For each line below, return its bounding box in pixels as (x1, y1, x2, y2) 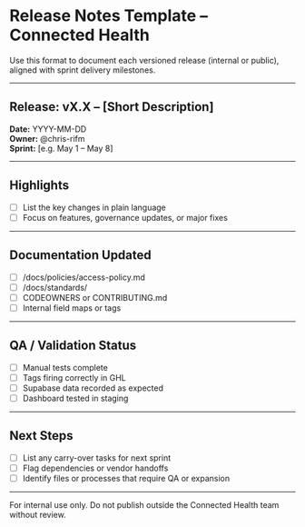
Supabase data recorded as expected (22, 383, 164, 393)
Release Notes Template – (9, 5, 209, 26)
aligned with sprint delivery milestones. (9, 65, 156, 75)
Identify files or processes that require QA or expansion (22, 472, 231, 483)
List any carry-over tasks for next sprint (22, 452, 171, 463)
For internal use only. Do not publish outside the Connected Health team (9, 499, 280, 510)
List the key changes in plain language (22, 202, 166, 213)
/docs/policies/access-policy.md (22, 272, 145, 283)
